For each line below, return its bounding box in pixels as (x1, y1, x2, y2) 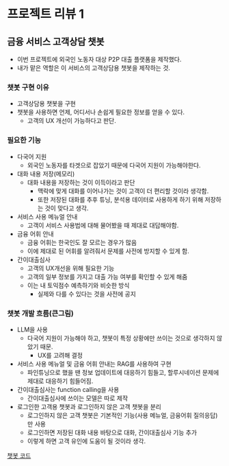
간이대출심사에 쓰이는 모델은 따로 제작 (27, 394, 129, 402)
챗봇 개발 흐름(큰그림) (7, 308, 74, 318)
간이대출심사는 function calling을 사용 (16, 385, 120, 393)
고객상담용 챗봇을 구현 (16, 100, 77, 108)
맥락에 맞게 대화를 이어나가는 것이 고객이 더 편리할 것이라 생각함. (37, 187, 209, 195)
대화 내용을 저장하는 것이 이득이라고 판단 (27, 178, 135, 186)
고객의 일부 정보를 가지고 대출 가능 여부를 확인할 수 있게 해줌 (27, 272, 188, 281)
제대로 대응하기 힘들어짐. (27, 377, 94, 385)
